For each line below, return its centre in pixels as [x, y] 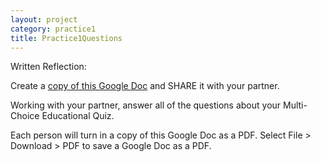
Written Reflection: [48, 67]
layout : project [44, 19]
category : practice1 [53, 29]
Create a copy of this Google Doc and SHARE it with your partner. [145, 86]
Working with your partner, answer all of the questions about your [146, 105]
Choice [25, 116]
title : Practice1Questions [66, 38]
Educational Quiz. [78, 116]
